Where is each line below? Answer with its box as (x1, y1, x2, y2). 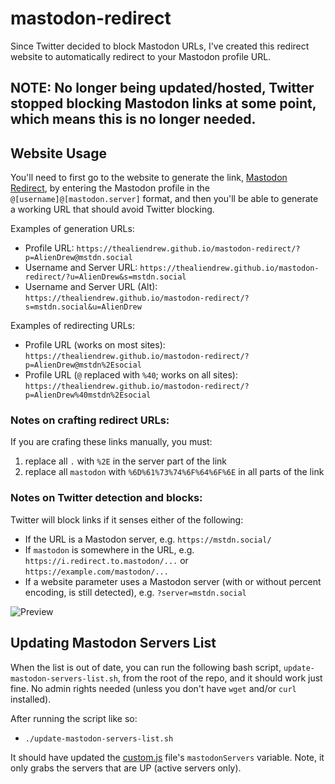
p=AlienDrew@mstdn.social (24, 253, 133, 263)
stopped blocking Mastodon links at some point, (10, 95, 317, 112)
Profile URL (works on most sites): (24, 339, 166, 351)
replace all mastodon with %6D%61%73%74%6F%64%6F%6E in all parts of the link (24, 466, 325, 478)
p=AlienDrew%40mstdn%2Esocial (24, 390, 152, 401)
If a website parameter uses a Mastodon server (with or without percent (24, 575, 322, 587)
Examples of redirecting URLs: (10, 320, 136, 332)
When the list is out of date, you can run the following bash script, (10, 661, 282, 673)
